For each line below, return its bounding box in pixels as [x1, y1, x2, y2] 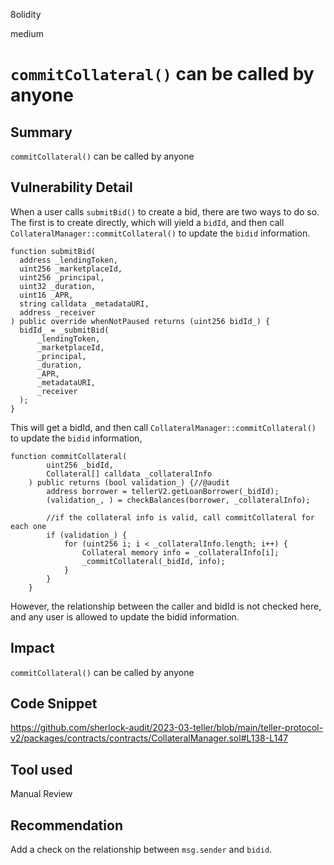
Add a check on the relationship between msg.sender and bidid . [10, 844, 273, 856]
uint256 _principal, [19, 272, 105, 283]
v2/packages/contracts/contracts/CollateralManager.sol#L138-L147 [10, 732, 289, 744]
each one [10, 521, 47, 531]
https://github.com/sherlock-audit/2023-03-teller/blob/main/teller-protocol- [10, 722, 324, 734]
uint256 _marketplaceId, [19, 264, 123, 274]
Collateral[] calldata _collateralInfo [46, 469, 213, 479]
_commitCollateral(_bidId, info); [81, 556, 226, 566]
